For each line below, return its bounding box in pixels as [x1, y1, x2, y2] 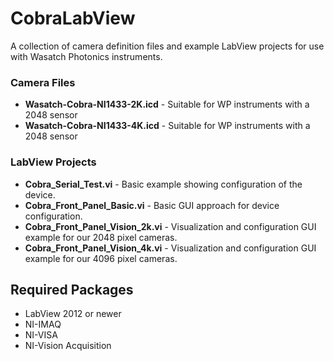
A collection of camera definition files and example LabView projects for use [10, 40, 325, 52]
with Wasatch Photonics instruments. [10, 50, 163, 62]
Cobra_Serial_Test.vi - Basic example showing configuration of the [24, 178, 303, 190]
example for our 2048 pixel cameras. [24, 231, 178, 243]
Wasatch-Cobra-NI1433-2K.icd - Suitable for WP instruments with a [24, 98, 310, 111]
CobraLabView [10, 7, 136, 30]
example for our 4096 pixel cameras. [24, 252, 178, 264]
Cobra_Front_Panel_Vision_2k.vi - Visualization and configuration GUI [24, 220, 317, 232]
